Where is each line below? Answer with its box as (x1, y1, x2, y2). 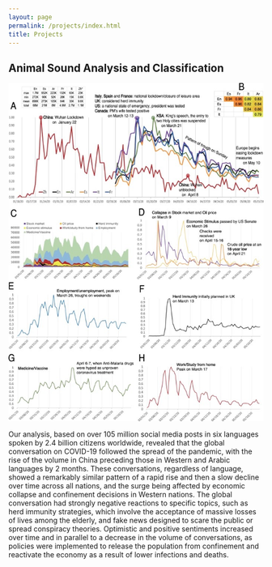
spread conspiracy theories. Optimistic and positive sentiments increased (8, 523, 253, 534)
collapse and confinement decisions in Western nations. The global (8, 489, 232, 499)
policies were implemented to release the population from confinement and (8, 541, 259, 551)
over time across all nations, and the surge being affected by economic (8, 480, 245, 490)
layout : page (8, 13, 53, 21)
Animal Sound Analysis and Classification (8, 61, 224, 75)
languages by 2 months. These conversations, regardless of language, (8, 463, 244, 473)
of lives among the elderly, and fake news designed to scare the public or (8, 515, 253, 525)
